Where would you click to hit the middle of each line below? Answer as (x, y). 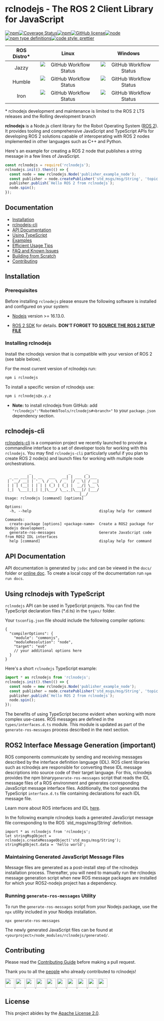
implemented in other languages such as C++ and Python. (64, 141)
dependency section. (33, 415)
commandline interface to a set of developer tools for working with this (76, 448)
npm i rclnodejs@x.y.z (28, 396)
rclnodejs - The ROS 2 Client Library (79, 9)
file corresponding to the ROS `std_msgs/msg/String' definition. (69, 823)
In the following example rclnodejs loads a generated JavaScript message (79, 817)
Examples (22, 240)
